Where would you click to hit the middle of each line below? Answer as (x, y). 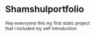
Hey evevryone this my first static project (47, 23)
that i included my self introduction (41, 28)
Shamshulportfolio (44, 9)
